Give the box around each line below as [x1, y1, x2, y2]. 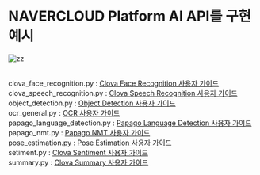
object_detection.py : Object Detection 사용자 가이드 [8, 98, 176, 108]
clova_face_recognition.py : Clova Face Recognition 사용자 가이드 [8, 78, 220, 88]
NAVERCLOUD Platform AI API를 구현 [8, 7, 252, 25]
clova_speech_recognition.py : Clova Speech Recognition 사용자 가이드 [8, 88, 238, 97]
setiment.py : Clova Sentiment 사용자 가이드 [8, 147, 149, 157]
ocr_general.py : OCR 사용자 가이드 [8, 108, 120, 117]
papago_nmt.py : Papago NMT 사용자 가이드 [8, 127, 151, 137]
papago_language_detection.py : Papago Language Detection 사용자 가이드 [8, 118, 252, 127]
